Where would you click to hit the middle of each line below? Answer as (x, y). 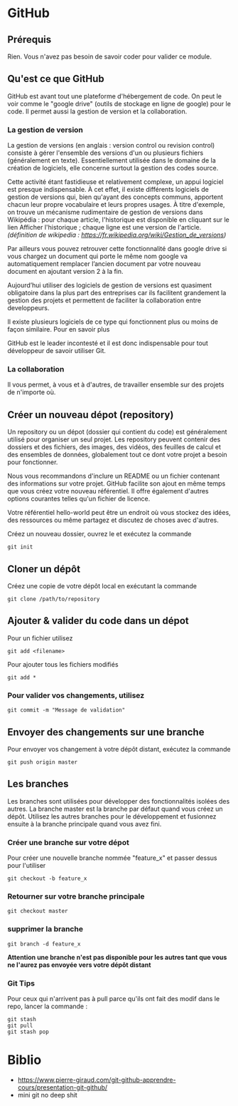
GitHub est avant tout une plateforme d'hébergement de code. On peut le (115, 96)
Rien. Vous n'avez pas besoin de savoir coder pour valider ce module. (109, 56)
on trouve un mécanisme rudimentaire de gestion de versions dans (106, 213)
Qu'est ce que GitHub (56, 79)
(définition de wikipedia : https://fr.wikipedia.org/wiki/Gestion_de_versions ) (117, 235)
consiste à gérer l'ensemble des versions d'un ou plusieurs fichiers (106, 153)
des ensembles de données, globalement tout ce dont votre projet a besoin (117, 455)
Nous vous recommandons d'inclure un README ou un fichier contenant (114, 476)
